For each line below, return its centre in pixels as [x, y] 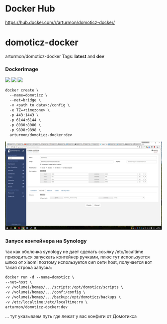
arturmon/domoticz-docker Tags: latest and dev [55, 56]
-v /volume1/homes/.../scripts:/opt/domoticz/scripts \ [64, 287]
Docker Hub [30, 9]
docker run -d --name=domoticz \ [40, 277]
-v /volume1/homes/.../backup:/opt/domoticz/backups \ [63, 297]
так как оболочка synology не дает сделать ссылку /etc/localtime [74, 251]
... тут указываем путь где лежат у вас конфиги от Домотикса [71, 316]
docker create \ [22, 90]
